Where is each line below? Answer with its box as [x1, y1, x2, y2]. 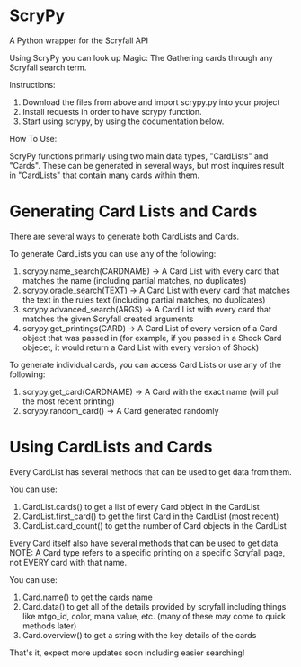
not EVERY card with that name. [9, 557, 128, 567]
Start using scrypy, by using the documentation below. [22, 116, 225, 127]
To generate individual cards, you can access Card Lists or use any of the [9, 359, 281, 370]
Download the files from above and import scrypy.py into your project [22, 96, 280, 108]
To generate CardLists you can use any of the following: [9, 248, 217, 259]
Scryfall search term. [9, 62, 87, 73]
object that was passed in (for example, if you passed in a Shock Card [22, 332, 282, 343]
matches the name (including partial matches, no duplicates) [22, 275, 247, 285]
